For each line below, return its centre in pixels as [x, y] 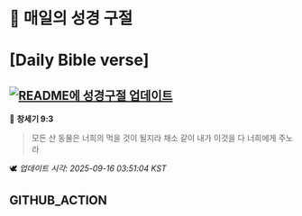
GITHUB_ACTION [59, 200]
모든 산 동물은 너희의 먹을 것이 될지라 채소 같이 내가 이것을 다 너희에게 [154, 138]
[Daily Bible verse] [79, 60]
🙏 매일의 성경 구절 [71, 18]
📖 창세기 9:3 [32, 119]
